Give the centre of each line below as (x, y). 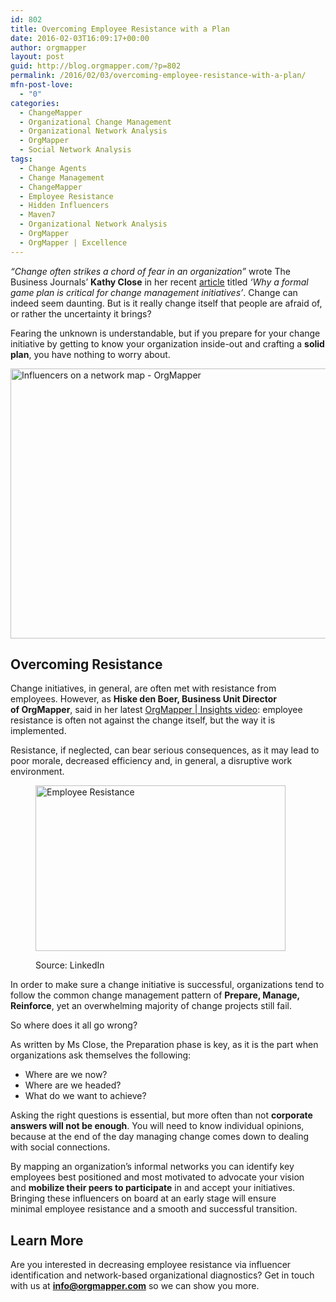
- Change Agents (53, 168)
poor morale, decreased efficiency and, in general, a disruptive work (151, 761)
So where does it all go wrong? (74, 1025)
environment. (37, 772)
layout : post (37, 57)
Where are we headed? (73, 1085)
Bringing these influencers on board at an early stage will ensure (143, 1198)
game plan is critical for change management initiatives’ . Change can (154, 292)
